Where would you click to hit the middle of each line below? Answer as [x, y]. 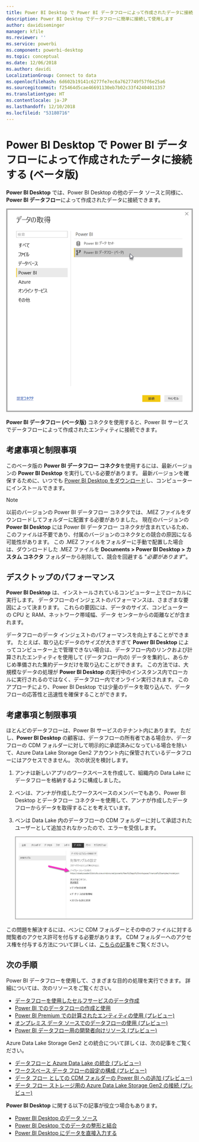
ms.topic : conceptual [33, 57]
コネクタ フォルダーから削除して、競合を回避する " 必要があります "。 [107, 557]
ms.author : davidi [29, 69]
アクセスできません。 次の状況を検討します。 [76, 760]
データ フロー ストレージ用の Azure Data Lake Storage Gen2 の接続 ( [98, 1085]
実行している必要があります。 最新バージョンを [126, 473]
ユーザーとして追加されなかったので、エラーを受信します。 [87, 828]
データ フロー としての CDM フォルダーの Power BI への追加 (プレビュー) [103, 1078]
